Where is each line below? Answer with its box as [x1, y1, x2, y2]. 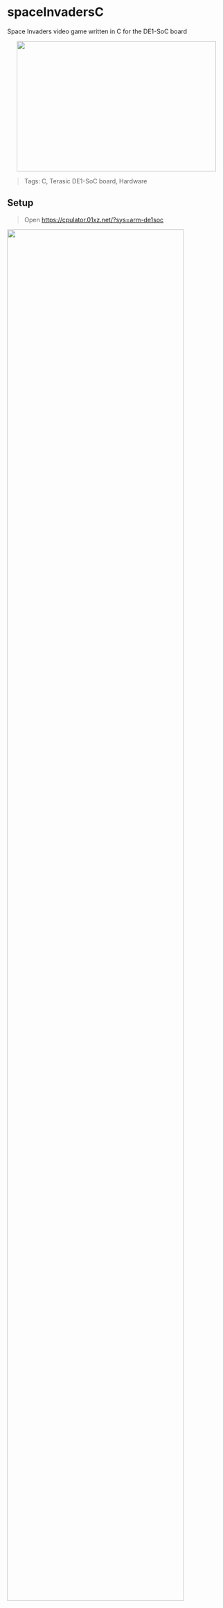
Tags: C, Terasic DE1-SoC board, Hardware [24, 176, 148, 185]
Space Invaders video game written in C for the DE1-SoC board [7, 27, 188, 35]
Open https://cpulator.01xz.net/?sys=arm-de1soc [24, 215, 164, 224]
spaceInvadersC [7, 4, 104, 20]
